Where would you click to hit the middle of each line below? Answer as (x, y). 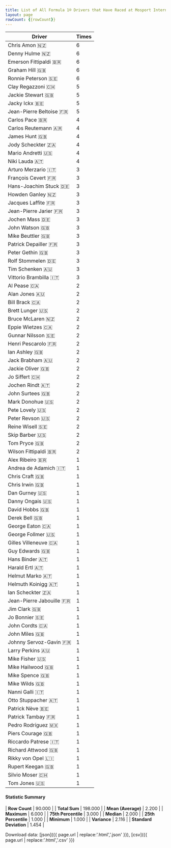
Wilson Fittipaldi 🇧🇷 (32, 452)
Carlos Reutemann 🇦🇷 (35, 128)
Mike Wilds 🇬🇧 (26, 684)
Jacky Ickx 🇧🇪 (26, 104)
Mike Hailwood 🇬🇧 (31, 667)
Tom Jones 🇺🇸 (26, 783)
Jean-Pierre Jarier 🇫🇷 (35, 211)
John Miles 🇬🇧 (26, 634)
